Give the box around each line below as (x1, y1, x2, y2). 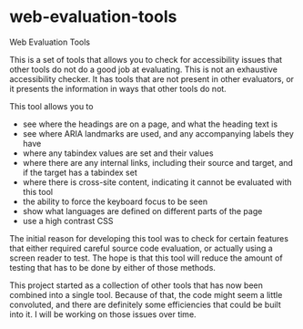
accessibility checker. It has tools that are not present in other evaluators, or (9, 73, 294, 84)
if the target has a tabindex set (22, 167, 138, 178)
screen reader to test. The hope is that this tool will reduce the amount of (9, 252, 284, 263)
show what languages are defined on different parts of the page (22, 205, 263, 216)
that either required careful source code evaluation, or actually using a (9, 242, 273, 253)
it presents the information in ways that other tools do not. (9, 83, 227, 94)
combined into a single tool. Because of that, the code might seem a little (9, 289, 283, 300)
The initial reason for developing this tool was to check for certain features (9, 232, 289, 243)
